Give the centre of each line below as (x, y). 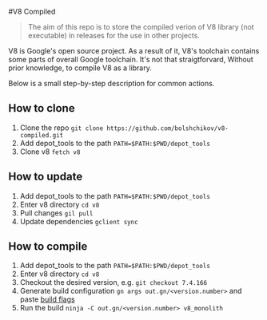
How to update (46, 177)
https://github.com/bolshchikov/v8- (168, 128)
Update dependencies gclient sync (79, 221)
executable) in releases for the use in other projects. (114, 36)
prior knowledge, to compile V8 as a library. (80, 68)
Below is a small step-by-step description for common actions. (112, 83)
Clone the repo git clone (62, 128)
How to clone (42, 108)
